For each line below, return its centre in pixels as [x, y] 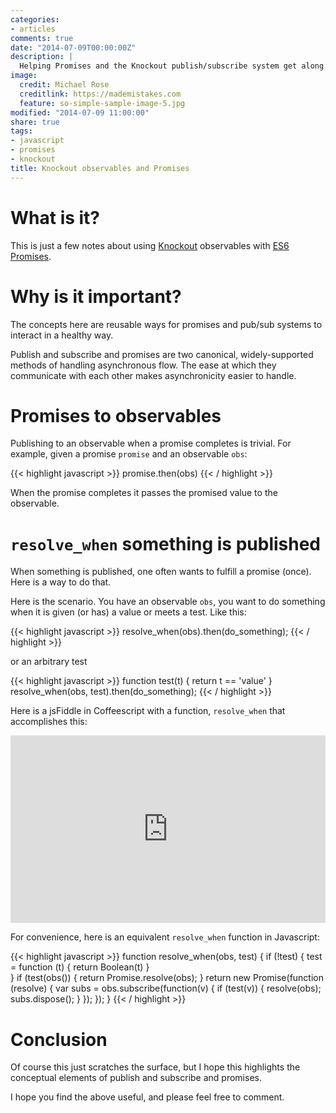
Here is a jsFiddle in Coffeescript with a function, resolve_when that [148, 711]
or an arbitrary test [49, 662]
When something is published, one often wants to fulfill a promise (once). [161, 572]
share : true [35, 122]
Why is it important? [96, 296]
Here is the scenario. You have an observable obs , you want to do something [168, 602]
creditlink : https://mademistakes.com [100, 94]
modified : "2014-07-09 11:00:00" [80, 112]
